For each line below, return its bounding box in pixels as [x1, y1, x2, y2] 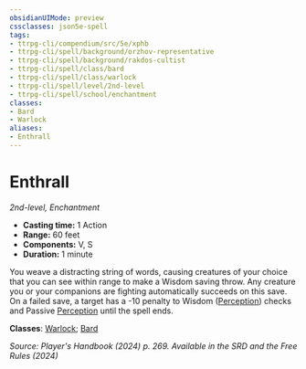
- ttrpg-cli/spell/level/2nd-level [9, 81, 145, 90]
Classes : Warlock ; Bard [9, 322, 99, 333]
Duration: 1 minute [22, 248, 93, 259]
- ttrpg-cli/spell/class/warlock [9, 73, 137, 82]
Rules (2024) [9, 350, 59, 361]
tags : [9, 30, 30, 39]
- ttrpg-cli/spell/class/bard [9, 65, 125, 74]
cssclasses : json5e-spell [9, 22, 108, 31]
